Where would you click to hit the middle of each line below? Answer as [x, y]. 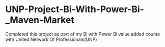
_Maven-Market [40, 20]
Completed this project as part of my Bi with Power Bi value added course [83, 34]
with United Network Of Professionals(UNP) [51, 39]
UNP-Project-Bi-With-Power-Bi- [75, 9]
